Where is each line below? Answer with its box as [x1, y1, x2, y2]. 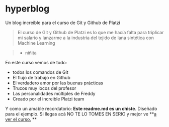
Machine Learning [17, 40, 55, 46]
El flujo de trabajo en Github [12, 74, 70, 80]
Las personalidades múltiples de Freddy [12, 90, 96, 96]
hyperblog [5, 3, 50, 15]
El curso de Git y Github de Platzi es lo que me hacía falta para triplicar [17, 29, 164, 35]
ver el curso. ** [5, 116, 37, 122]
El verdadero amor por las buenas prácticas [12, 80, 103, 86]
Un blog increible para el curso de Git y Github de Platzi [5, 20, 121, 26]
